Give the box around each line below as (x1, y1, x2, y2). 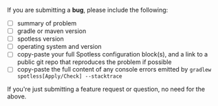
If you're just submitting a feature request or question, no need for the (7, 85, 205, 94)
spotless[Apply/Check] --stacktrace (17, 73, 122, 80)
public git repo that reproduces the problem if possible (17, 58, 172, 66)
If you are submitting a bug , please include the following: (7, 6, 168, 14)
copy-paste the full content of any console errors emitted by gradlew (17, 65, 212, 74)
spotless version (17, 34, 64, 43)
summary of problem (17, 19, 77, 27)
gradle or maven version (17, 27, 87, 35)
